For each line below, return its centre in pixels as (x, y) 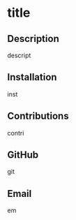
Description (33, 39)
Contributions (38, 116)
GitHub (23, 155)
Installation (32, 77)
